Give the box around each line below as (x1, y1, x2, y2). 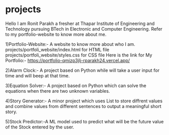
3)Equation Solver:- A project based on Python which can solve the (5, 83, 147, 89)
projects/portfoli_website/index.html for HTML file (5, 46, 109, 52)
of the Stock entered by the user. (5, 124, 74, 130)
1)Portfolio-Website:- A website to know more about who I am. (5, 41, 135, 47)
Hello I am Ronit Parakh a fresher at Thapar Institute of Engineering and (5, 20, 155, 26)
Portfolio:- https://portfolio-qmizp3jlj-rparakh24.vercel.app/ (5, 57, 130, 63)
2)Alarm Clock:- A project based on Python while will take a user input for (5, 67, 160, 73)
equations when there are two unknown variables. (5, 88, 110, 94)
